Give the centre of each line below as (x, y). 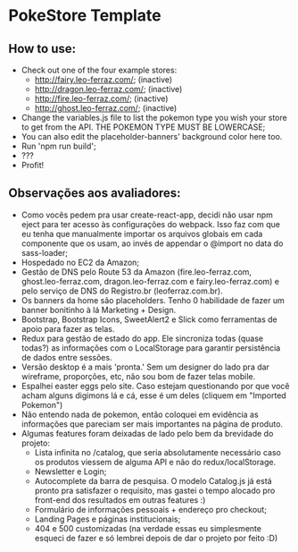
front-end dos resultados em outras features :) (120, 500)
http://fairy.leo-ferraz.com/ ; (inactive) (103, 80)
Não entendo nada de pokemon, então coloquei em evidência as (140, 414)
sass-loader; (45, 252)
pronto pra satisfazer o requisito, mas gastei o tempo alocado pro (155, 490)
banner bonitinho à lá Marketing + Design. (99, 310)
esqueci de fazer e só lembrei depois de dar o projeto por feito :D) (156, 538)
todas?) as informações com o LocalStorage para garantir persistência (151, 348)
